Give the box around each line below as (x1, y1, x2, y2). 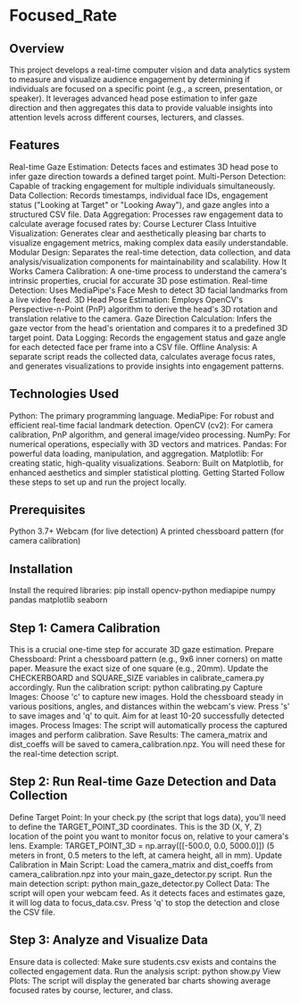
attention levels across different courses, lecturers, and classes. (9, 112, 245, 122)
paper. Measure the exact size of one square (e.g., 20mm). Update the (9, 663, 269, 674)
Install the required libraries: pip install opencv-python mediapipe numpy (9, 585, 276, 596)
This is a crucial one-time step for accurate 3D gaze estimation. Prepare (9, 644, 274, 655)
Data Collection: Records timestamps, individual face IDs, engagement (9, 189, 269, 201)
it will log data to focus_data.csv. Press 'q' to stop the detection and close (9, 897, 280, 908)
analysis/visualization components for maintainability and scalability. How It (9, 256, 287, 267)
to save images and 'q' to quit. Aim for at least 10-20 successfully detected (9, 710, 285, 721)
